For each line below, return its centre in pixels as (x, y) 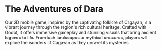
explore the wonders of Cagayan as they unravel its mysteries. (67, 42)
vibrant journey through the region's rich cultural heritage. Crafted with (76, 27)
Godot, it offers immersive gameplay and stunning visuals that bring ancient (81, 32)
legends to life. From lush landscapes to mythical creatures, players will (76, 37)
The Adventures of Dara (54, 9)
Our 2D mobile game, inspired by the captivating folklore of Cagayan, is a (78, 22)
